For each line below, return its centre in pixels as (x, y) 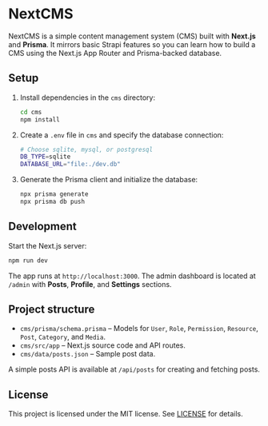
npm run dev (28, 261)
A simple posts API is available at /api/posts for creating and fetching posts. (134, 369)
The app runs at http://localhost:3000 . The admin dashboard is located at (132, 276)
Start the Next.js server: (48, 245)
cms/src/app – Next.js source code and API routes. (103, 345)
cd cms (31, 112)
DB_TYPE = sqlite (45, 157)
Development (43, 227)
